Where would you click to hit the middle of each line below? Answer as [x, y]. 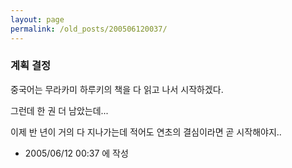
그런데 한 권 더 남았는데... [59, 110]
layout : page [37, 19]
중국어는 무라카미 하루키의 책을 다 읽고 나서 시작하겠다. [117, 89]
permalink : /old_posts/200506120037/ [89, 29]
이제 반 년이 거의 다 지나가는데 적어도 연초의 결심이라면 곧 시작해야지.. [146, 132]
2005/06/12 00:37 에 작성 [76, 153]
